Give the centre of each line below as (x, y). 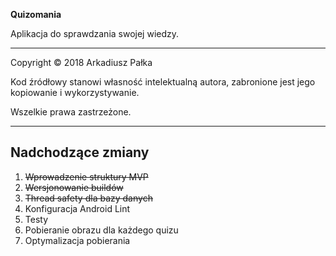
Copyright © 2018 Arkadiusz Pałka (81, 62)
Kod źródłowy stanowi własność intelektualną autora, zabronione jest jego (163, 82)
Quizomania (36, 14)
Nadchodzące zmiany (80, 152)
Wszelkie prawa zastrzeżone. (71, 112)
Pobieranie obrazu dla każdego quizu (101, 230)
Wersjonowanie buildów (74, 187)
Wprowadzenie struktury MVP (86, 176)
